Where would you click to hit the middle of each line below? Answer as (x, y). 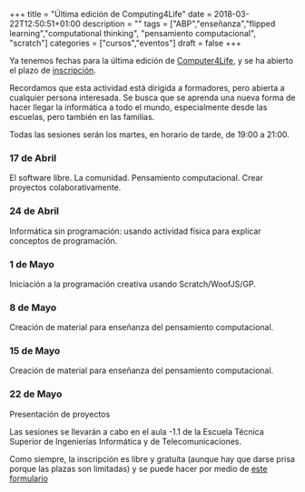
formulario (29, 478)
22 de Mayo (36, 394)
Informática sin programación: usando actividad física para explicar (135, 231)
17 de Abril (33, 157)
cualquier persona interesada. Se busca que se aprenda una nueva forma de (152, 97)
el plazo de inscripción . (53, 70)
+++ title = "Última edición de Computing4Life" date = (111, 14)
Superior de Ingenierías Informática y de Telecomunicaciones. (126, 441)
